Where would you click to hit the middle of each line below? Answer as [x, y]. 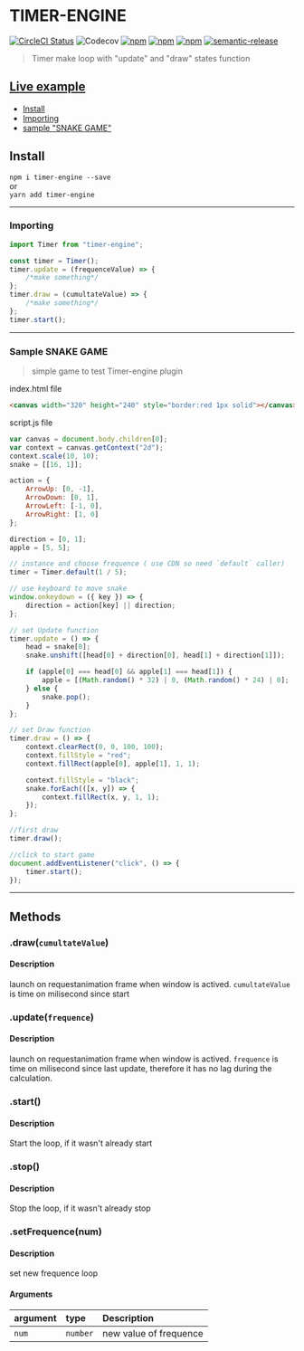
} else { [42, 689]
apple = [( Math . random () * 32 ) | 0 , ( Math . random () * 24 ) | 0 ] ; [166, 680]
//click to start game [52, 855]
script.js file [31, 423]
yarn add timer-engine [52, 195]
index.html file [36, 389]
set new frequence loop [54, 1273]
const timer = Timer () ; [54, 261]
